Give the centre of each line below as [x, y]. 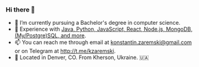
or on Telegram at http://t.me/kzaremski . [65, 51]
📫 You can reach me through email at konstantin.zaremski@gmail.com [103, 42]
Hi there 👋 [21, 10]
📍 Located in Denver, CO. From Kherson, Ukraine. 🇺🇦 [82, 57]
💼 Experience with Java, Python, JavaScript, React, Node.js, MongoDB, [103, 29]
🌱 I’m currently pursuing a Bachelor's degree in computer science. [97, 23]
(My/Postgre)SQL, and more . [50, 36]
